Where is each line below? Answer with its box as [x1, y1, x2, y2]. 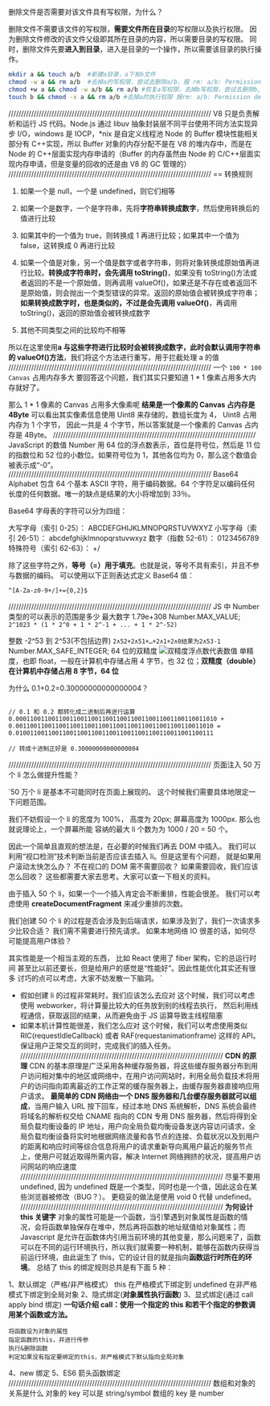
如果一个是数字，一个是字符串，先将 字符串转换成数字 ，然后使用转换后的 [19, 203, 260, 213]
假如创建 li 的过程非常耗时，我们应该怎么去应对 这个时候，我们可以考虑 [19, 990, 256, 1000]
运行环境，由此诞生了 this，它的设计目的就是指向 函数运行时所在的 [27, 1252, 246, 1262]
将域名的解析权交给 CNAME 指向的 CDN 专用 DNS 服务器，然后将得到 [19, 1111, 251, 1121]
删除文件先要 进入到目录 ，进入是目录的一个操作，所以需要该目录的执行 [22, 44, 255, 54]
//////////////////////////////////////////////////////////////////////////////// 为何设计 [19, 1201, 254, 1211]
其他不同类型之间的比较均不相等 [19, 325, 126, 334]
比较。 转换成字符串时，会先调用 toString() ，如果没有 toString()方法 [27, 268, 251, 277]
